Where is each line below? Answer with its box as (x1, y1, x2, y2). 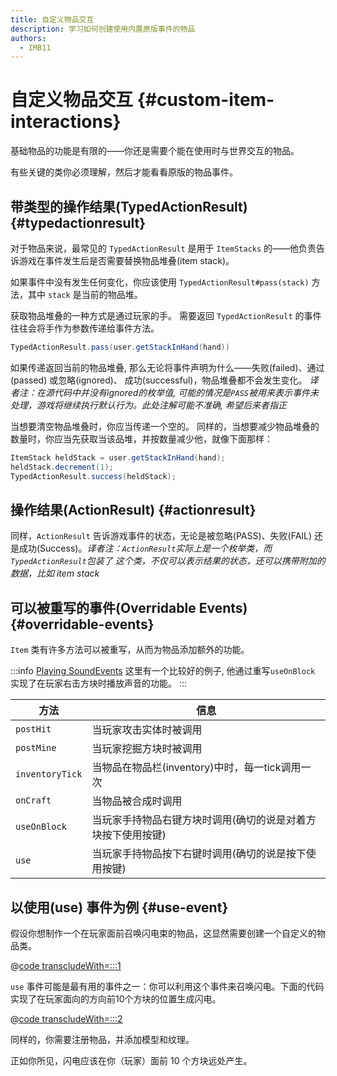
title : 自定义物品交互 (10, 14, 95, 25)
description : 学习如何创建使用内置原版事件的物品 (10, 24, 196, 34)
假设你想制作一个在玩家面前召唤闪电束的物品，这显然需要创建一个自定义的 (10, 927, 317, 939)
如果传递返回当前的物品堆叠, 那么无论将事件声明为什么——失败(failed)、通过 (10, 361, 325, 373)
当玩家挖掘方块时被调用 (91, 742, 203, 756)
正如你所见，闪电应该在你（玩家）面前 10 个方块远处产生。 (10, 1054, 253, 1066)
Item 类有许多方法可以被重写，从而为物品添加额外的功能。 (10, 644, 250, 656)
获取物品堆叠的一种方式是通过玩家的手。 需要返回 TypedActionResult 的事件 (10, 310, 322, 321)
